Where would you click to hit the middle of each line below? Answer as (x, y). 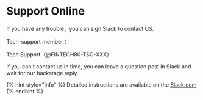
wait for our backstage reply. (42, 73)
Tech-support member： (37, 41)
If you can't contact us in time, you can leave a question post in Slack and (99, 66)
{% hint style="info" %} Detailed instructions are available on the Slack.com (101, 85)
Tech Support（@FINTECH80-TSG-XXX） (59, 54)
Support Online (46, 11)
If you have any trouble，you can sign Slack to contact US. (80, 28)
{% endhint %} (25, 91)
